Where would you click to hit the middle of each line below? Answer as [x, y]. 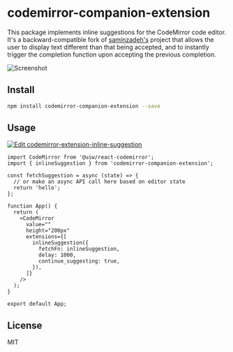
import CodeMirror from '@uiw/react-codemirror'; [81, 157]
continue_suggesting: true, [79, 261]
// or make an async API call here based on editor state [100, 182]
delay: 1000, [57, 255]
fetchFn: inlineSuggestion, [79, 249]
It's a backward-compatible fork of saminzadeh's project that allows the [111, 39]
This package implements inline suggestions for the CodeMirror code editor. [117, 32]
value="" [38, 225]
